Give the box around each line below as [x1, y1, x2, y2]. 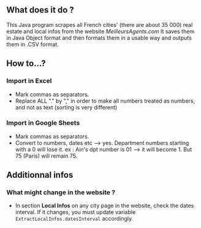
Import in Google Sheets [6, 119, 80, 127]
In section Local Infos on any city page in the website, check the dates [15, 202, 194, 210]
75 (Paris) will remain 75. [15, 152, 78, 160]
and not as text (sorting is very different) [15, 103, 118, 111]
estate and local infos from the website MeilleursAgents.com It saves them [6, 28, 195, 35]
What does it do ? [6, 5, 75, 15]
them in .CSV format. [6, 40, 59, 48]
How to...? [6, 58, 46, 69]
